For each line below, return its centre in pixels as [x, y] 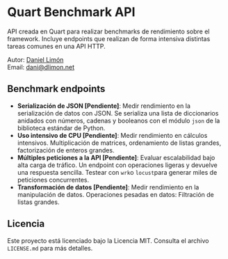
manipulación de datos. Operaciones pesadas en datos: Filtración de [115, 194]
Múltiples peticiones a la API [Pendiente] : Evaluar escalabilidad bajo [116, 157]
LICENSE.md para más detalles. [50, 248]
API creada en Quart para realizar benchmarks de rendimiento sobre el [108, 31]
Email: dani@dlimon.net [41, 67]
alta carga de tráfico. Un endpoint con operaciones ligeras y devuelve [117, 165]
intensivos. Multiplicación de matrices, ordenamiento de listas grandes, [119, 143]
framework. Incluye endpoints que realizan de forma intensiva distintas [109, 38]
